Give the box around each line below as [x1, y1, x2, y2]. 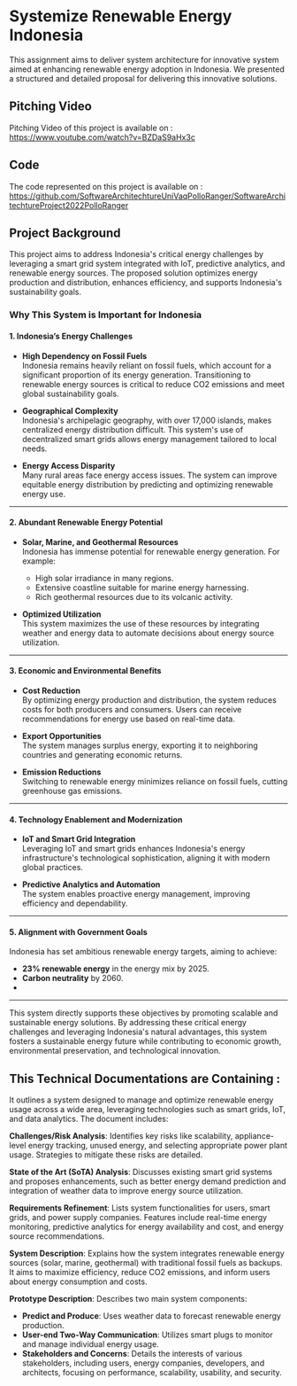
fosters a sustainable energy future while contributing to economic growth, [9, 1036, 282, 1047]
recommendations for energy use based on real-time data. [21, 713, 236, 724]
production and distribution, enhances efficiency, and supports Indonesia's [9, 277, 283, 288]
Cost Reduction [21, 685, 81, 696]
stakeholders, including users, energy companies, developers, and [21, 1358, 265, 1368]
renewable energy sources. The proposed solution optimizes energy [9, 268, 258, 278]
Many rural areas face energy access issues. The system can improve [21, 470, 278, 480]
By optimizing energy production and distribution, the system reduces [21, 694, 277, 705]
